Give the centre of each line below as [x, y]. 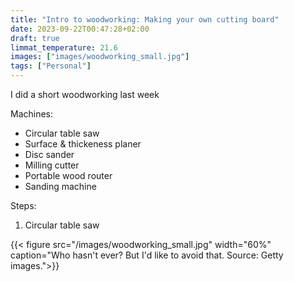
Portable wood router [68, 175]
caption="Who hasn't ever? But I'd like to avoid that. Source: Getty [147, 255]
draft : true [35, 38]
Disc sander [49, 154]
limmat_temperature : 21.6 [64, 47]
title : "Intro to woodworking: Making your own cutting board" [145, 19]
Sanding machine [60, 186]
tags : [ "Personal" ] [51, 66]
